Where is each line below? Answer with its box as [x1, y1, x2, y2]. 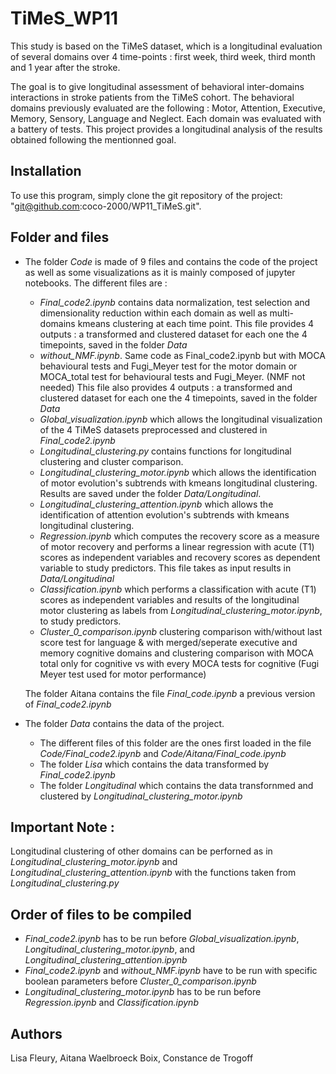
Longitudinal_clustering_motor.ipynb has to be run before [24, 986, 262, 998]
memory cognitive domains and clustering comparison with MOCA [39, 647, 314, 659]
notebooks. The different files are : [24, 277, 168, 289]
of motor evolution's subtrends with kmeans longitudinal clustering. [39, 477, 318, 489]
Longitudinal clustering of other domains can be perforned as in [10, 845, 273, 857]
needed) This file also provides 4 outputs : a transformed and [39, 381, 293, 393]
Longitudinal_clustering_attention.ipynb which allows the [39, 498, 274, 510]
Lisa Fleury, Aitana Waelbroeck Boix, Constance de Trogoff [10, 1052, 254, 1064]
